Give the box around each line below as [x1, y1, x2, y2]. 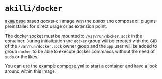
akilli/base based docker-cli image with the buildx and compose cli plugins [5, 18, 156, 24]
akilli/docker [5, 4, 63, 13]
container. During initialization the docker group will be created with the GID [5, 38, 158, 44]
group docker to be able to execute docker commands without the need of [5, 48, 155, 54]
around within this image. [5, 68, 56, 74]
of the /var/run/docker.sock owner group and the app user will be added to [5, 43, 157, 49]
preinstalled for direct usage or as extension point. [5, 23, 107, 29]
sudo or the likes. [5, 53, 39, 59]
